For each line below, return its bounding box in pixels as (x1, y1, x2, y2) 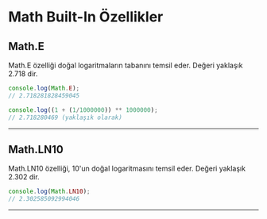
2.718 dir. (8, 69, 38, 79)
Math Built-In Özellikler (8, 8, 164, 26)
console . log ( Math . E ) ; (8, 84, 80, 92)
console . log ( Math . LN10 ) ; (8, 187, 91, 196)
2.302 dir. (8, 172, 40, 182)
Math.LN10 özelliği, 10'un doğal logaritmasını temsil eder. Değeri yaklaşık (8, 163, 246, 174)
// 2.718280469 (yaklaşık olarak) (8, 113, 123, 121)
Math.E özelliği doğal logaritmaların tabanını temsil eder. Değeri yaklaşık (8, 60, 243, 70)
